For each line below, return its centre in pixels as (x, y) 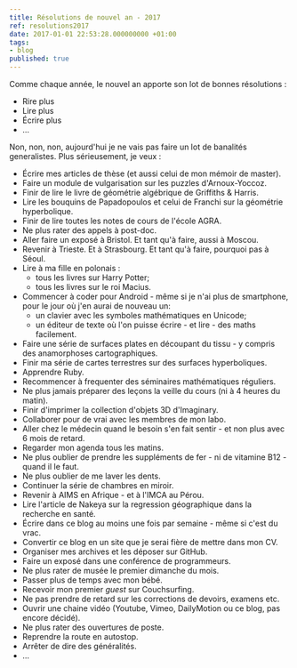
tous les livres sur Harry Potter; (92, 278)
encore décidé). (51, 618)
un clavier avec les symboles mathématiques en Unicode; (141, 315)
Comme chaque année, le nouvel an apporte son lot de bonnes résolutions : (148, 84)
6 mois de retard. (53, 438)
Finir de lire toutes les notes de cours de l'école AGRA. (122, 221)
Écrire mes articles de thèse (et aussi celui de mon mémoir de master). (152, 173)
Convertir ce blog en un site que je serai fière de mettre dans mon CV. (150, 542)
